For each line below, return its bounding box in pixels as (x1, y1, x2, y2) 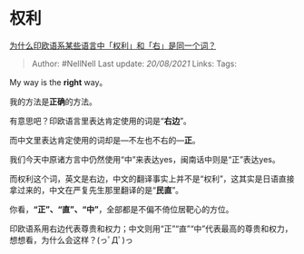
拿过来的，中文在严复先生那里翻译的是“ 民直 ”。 (9, 184, 184, 195)
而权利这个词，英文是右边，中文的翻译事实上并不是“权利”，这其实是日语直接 (9, 173, 295, 184)
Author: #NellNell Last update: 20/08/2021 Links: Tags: (31, 58, 238, 69)
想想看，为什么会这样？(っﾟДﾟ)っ (9, 234, 133, 245)
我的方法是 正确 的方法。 (9, 96, 97, 107)
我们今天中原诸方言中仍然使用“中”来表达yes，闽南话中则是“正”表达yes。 (9, 153, 280, 164)
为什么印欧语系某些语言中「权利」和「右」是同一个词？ (9, 40, 216, 51)
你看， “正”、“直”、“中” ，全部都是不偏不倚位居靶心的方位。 (9, 203, 234, 214)
